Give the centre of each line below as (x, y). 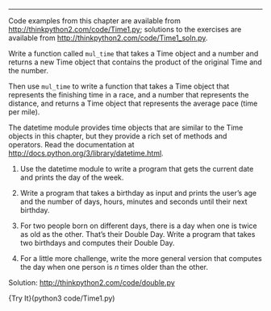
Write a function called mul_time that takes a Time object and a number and (133, 54)
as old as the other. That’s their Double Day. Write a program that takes (138, 234)
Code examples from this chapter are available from (95, 21)
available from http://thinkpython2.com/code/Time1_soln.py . (108, 38)
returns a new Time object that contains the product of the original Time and (135, 62)
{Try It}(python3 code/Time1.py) (62, 298)
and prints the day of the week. (72, 177)
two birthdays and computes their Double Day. (97, 243)
